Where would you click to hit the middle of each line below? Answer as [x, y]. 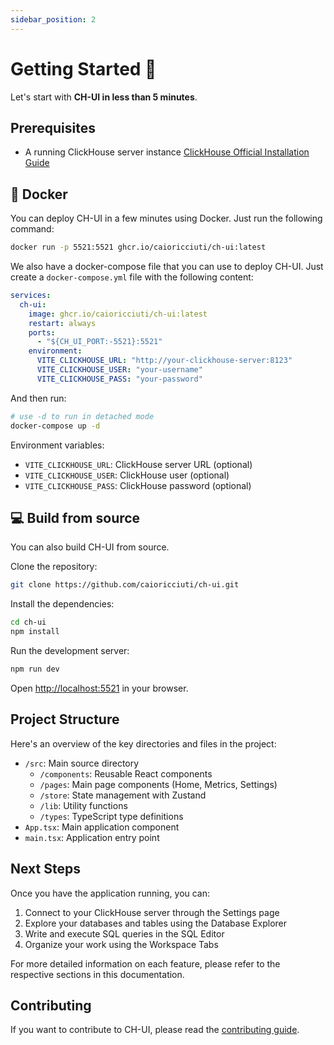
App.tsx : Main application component [102, 827]
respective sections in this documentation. [97, 974]
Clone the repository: [54, 567]
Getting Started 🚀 [83, 68]
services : [31, 296]
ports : [42, 332]
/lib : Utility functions [83, 805]
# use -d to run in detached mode [82, 416]
